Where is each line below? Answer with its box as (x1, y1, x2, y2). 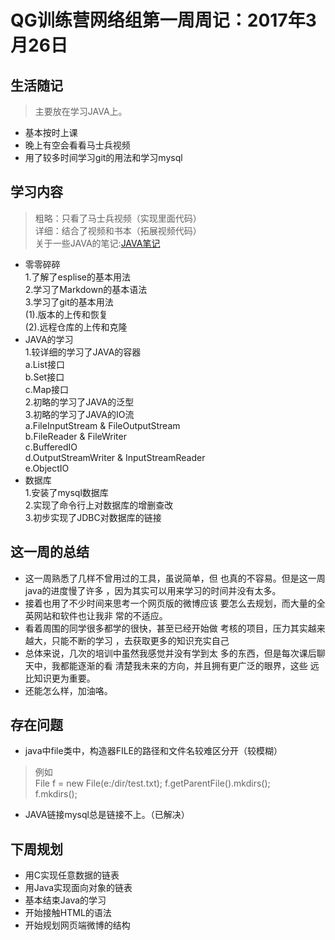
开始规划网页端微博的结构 (24, 919, 131, 931)
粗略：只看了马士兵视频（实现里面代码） (34, 212, 202, 224)
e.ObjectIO (24, 462, 70, 474)
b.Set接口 (24, 371, 65, 383)
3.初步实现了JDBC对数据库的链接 (24, 511, 162, 523)
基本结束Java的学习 (24, 894, 107, 906)
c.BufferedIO (24, 441, 78, 453)
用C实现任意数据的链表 (24, 869, 120, 881)
